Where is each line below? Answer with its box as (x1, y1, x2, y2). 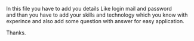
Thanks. (6, 29, 26, 36)
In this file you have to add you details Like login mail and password (6, 5, 172, 12)
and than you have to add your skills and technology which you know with (6, 11, 188, 18)
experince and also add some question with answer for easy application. (6, 18, 184, 24)
